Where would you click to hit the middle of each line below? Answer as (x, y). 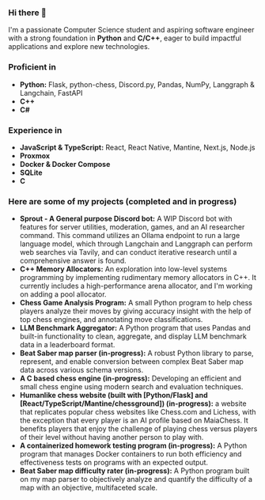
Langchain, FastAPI (51, 93)
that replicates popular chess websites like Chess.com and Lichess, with (138, 412)
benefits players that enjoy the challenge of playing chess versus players (138, 429)
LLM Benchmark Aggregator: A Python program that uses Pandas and (135, 328)
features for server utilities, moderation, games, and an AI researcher (132, 227)
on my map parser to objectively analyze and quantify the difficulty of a (136, 479)
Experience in (35, 130)
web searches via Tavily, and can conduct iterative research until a (128, 252)
